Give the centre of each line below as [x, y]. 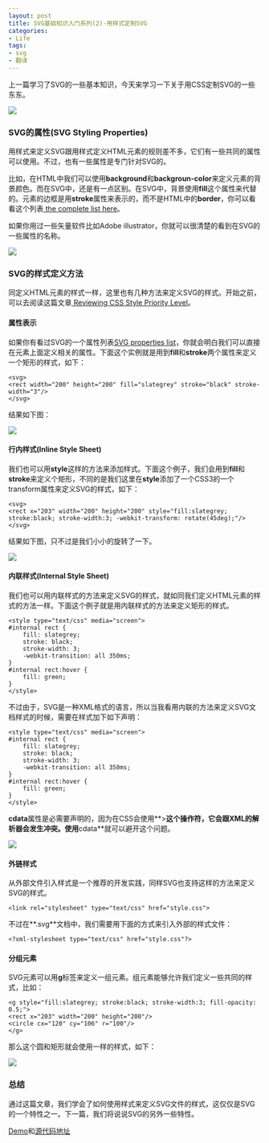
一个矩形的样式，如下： [47, 362]
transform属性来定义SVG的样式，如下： [74, 489]
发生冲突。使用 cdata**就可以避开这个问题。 [102, 829]
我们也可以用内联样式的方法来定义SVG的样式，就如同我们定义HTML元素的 [131, 596]
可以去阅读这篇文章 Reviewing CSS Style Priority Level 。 [102, 303]
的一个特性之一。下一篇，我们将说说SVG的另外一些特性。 [104, 1113]
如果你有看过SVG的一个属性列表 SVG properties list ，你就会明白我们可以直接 [134, 342]
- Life [19, 38]
